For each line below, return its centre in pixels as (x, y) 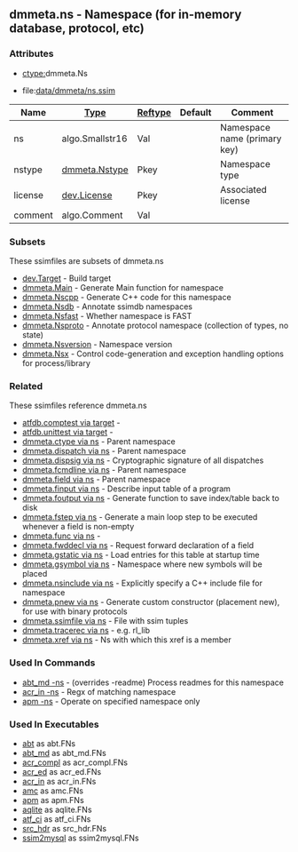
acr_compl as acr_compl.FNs (75, 762)
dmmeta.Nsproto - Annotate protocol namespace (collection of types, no (155, 325)
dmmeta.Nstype (95, 170)
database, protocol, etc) (77, 29)
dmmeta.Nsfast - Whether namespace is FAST (107, 315)
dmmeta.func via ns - (61, 536)
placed (35, 574)
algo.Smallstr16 (94, 139)
